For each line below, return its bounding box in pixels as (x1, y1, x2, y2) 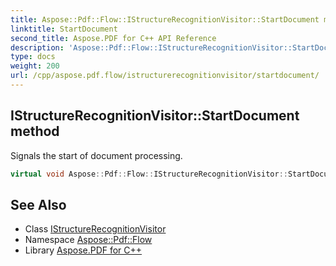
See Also (10, 196, 67, 213)
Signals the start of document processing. (10, 149, 183, 161)
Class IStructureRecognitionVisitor (24, 223, 167, 235)
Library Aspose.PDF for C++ (24, 244, 143, 256)
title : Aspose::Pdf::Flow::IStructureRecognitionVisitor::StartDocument (10, 14, 320, 25)
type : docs (10, 52, 56, 62)
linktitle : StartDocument (10, 24, 118, 34)
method (10, 123, 60, 140)
